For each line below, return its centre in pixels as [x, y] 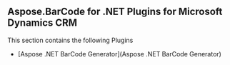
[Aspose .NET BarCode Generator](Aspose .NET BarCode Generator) [119, 54]
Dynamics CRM [42, 23]
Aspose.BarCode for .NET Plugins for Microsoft [115, 12]
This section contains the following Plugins [70, 40]
